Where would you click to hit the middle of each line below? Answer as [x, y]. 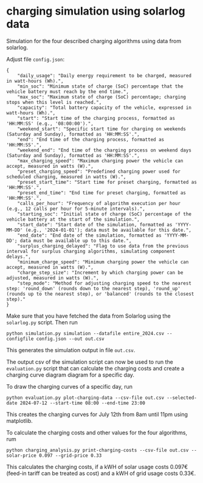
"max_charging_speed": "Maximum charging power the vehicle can [100, 161]
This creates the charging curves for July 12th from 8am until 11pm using [97, 414]
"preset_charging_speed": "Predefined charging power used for [99, 172]
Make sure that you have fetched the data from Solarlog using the [89, 316]
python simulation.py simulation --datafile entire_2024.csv [85, 333]
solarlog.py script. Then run [42, 322]
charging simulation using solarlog [96, 11]
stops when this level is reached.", [54, 102]
